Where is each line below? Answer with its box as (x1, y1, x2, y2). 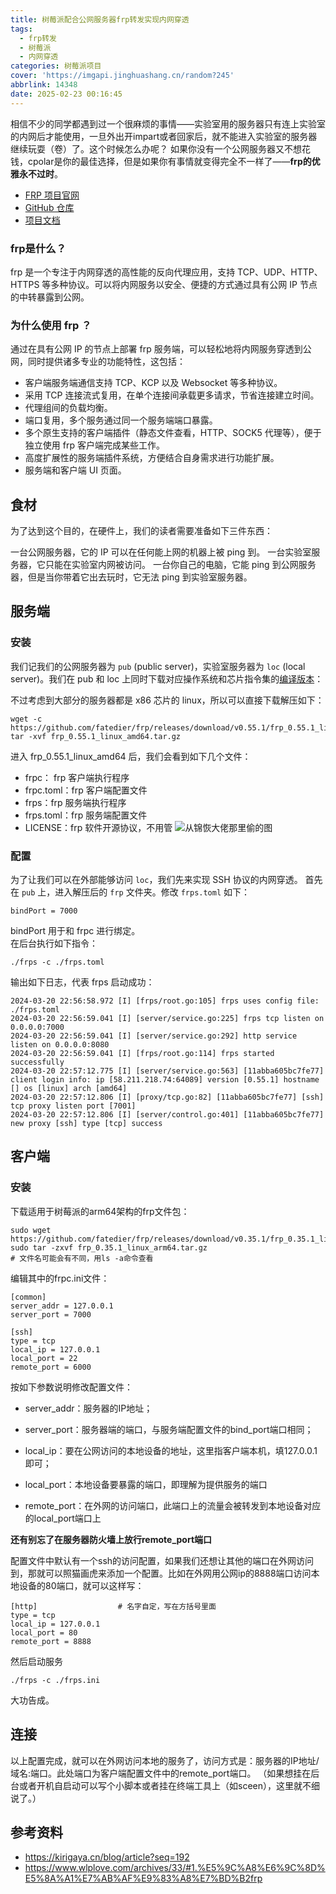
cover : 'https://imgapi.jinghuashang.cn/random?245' (10, 71, 235, 81)
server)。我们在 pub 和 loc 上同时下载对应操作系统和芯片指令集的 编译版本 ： (10, 672, 324, 685)
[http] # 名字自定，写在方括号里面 (10, 1601, 217, 1611)
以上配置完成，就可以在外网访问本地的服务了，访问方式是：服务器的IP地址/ (10, 1754, 320, 1766)
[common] (10, 1292, 47, 1302)
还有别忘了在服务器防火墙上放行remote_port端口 (10, 1533, 213, 1545)
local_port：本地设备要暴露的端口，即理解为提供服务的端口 (24, 1478, 268, 1490)
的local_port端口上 (24, 1512, 102, 1524)
